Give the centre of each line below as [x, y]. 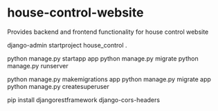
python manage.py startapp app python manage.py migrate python [103, 58]
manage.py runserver [38, 65]
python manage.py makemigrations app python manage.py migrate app [109, 79]
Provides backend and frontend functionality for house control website [108, 32]
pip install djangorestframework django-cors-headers [84, 100]
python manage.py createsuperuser [58, 86]
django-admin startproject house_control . [67, 45]
